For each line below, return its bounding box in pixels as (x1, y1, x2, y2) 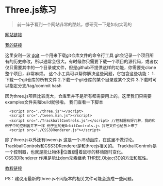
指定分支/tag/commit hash (9, 83, 62, 88)
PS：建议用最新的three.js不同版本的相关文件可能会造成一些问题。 (5, 175, 136, 181)
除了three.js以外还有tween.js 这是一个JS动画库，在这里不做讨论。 (5, 136, 137, 142)
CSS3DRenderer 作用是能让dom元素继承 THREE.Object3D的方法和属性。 (5, 155, 151, 161)
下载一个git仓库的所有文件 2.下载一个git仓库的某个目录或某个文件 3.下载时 (5, 76, 153, 83)
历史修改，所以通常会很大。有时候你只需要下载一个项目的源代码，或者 (13, 58, 154, 64)
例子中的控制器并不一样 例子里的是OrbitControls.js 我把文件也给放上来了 (5, 123, 138, 128)
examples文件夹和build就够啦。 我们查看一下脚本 (5, 99, 103, 105)
